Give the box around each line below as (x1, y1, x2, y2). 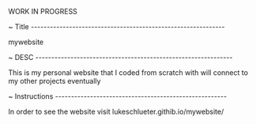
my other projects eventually (8, 77, 101, 85)
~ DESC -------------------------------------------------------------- (8, 53, 233, 62)
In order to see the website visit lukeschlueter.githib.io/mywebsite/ (8, 107, 224, 116)
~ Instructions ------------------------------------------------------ (8, 92, 228, 101)
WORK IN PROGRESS (8, 7, 77, 16)
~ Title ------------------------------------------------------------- (8, 22, 225, 31)
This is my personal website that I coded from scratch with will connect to (8, 68, 249, 77)
